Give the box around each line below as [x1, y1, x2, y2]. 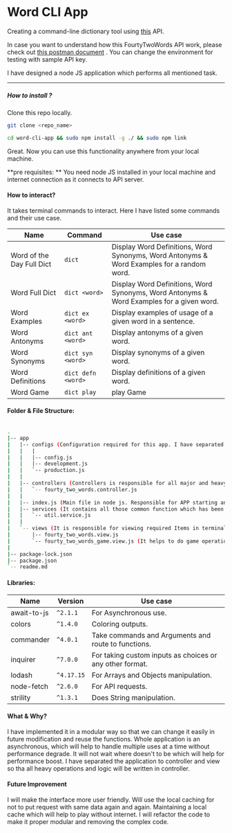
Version [57, 596, 84, 606]
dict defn [64, 369, 97, 377]
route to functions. [91, 639, 152, 649]
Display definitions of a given [111, 367, 206, 377]
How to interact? [7, 191, 56, 200]
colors [10, 619, 31, 629]
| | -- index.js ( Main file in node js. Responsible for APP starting [7, 499, 217, 506]
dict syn [64, 349, 93, 357]
